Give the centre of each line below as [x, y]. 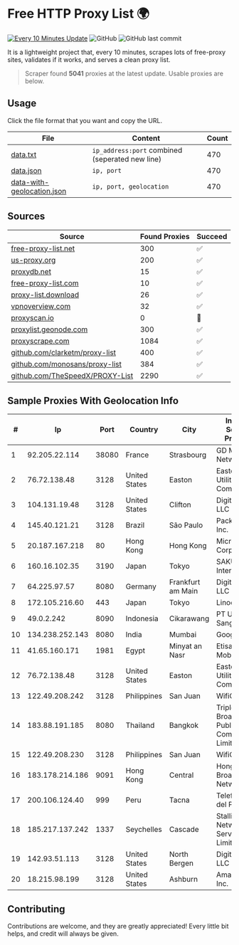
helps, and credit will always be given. [63, 934]
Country [144, 430]
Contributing [36, 909]
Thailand [140, 725]
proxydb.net [31, 271]
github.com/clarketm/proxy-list [63, 352]
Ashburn [184, 880]
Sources [26, 217]
